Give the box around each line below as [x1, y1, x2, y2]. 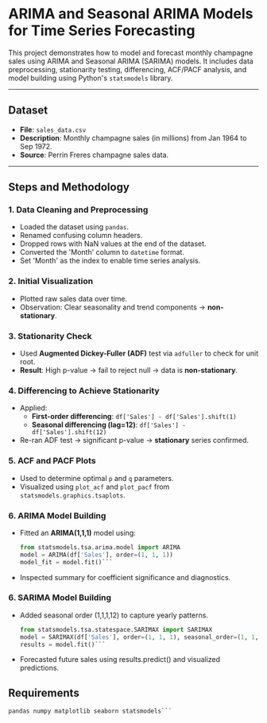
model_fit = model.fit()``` [19, 558, 113, 566]
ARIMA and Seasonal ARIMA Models [8, 5, 253, 23]
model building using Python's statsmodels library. [8, 73, 173, 83]
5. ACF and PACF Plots [8, 456, 97, 467]
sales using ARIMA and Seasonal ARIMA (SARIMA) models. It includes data [8, 56, 254, 66]
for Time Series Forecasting [8, 21, 195, 40]
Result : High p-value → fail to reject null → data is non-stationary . [19, 366, 238, 375]
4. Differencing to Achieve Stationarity [8, 385, 161, 396]
